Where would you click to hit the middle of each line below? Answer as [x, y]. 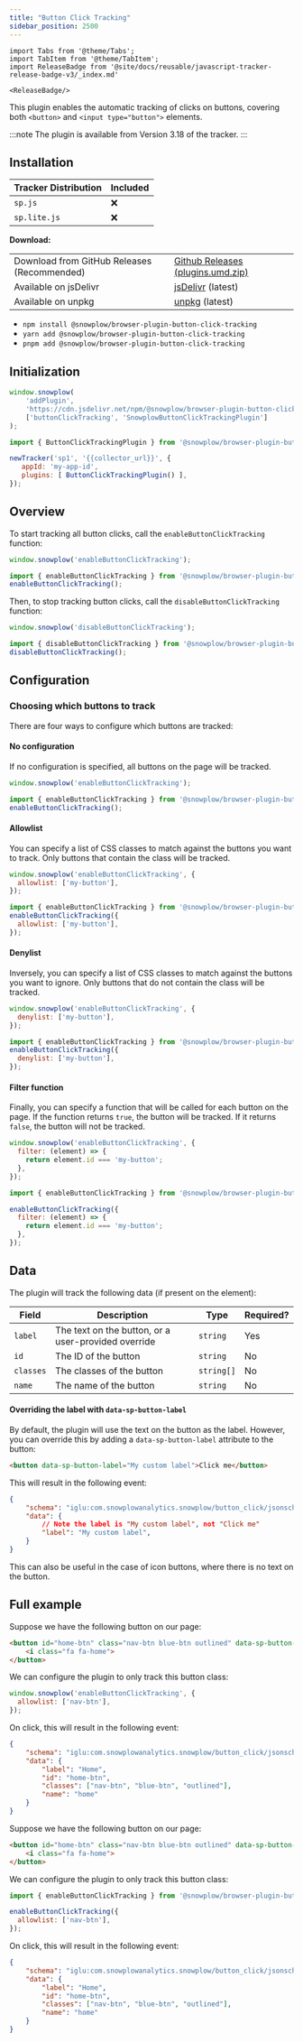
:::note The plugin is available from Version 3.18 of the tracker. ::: [129, 134]
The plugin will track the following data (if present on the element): [133, 1292]
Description [123, 1315]
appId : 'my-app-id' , [60, 467]
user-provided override [106, 1341]
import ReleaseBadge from [58, 67]
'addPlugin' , [50, 401]
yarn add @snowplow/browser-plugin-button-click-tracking [133, 335]
